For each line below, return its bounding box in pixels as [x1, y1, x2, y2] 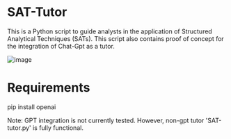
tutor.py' [7, 123, 31, 132]
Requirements [7, 80, 90, 96]
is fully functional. [32, 123, 83, 132]
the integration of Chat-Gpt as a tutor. [7, 42, 115, 50]
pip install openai [7, 102, 56, 111]
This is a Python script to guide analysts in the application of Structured [7, 27, 212, 35]
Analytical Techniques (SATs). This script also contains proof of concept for [7, 34, 224, 42]
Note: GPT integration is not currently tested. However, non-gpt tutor [7, 116, 205, 124]
